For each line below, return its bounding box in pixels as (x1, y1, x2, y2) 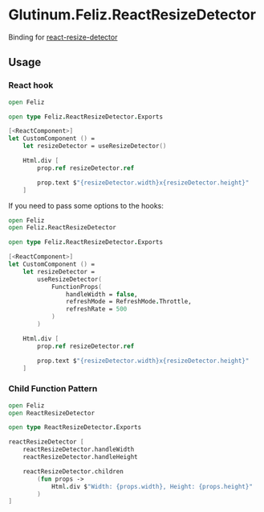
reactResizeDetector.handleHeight (22, 453, 138, 461)
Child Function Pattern (8, 383, 98, 394)
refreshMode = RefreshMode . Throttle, (65, 298, 193, 306)
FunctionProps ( (51, 283, 103, 291)
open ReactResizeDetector (8, 409, 95, 417)
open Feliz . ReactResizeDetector (8, 224, 116, 232)
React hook (8, 80, 54, 91)
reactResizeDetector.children (22, 467, 124, 476)
